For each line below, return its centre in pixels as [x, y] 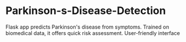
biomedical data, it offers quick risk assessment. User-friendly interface [93, 33]
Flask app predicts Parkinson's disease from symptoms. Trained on [87, 27]
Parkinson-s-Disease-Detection [86, 11]
